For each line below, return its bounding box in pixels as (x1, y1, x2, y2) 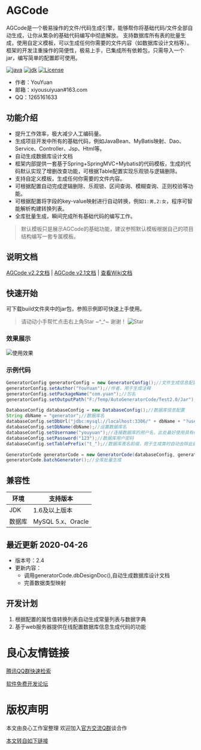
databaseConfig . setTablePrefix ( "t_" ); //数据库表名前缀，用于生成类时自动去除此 (6, 440, 193, 447)
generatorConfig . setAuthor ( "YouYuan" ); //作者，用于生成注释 (6, 385, 151, 391)
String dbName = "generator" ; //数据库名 (6, 413, 105, 419)
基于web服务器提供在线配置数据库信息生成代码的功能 (14, 623, 147, 630)
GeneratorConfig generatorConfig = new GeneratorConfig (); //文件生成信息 (6, 379, 188, 386)
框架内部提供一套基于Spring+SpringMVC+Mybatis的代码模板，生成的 (14, 160, 186, 167)
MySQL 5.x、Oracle (33, 517, 89, 526)
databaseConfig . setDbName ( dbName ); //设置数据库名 (6, 424, 127, 430)
